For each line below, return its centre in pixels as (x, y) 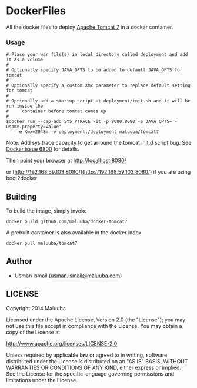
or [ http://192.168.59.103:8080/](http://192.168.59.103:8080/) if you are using (98, 172)
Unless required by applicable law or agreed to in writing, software (87, 355)
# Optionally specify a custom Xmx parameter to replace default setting (98, 86)
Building (21, 196)
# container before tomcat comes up (56, 111)
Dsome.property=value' (34, 127)
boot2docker (22, 178)
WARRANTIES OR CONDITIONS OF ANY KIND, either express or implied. (94, 367)
